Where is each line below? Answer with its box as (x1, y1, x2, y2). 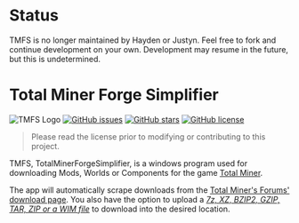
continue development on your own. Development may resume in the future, (9, 44, 289, 54)
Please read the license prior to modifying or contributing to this (30, 131, 266, 142)
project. (30, 140, 60, 151)
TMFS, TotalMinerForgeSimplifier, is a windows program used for (9, 157, 247, 169)
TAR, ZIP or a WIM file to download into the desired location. (9, 203, 230, 214)
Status (9, 5, 60, 26)
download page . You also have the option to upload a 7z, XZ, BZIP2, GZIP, (9, 194, 280, 204)
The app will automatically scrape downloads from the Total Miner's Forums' (9, 184, 290, 195)
